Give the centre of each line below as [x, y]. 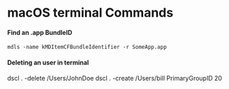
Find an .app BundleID [40, 32]
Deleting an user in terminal [48, 62]
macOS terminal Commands [90, 13]
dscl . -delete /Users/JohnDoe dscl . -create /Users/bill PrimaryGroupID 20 [114, 78]
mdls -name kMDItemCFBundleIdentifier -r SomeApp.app [87, 47]
